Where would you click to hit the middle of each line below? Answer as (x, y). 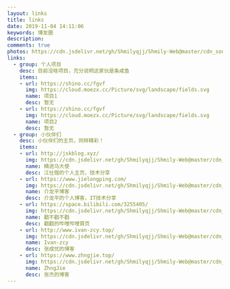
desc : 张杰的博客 (47, 275)
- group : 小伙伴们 (37, 134)
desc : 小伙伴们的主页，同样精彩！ (62, 141)
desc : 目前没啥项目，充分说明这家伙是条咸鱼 (75, 71)
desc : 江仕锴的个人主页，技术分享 (68, 173)
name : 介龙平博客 (47, 192)
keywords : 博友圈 (30, 33)
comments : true (29, 45)
